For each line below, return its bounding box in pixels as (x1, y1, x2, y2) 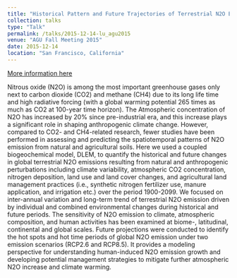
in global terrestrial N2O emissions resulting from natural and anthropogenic (7, 157, 229, 166)
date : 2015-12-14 (7, 43, 59, 50)
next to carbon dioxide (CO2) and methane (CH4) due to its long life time (7, 90, 219, 99)
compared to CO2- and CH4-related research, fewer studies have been (7, 128, 215, 136)
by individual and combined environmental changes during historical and (7, 203, 219, 211)
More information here (7, 68, 73, 78)
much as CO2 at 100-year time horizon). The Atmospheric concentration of (7, 105, 226, 114)
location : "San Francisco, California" (7, 50, 125, 57)
